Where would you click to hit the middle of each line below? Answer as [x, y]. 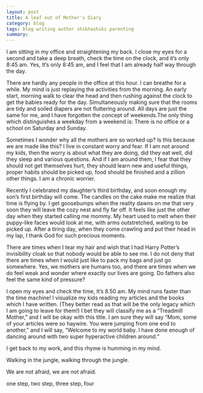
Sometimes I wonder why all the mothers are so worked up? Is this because [101, 140]
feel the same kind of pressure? [46, 279]
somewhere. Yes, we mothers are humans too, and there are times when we [101, 267]
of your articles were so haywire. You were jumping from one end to [91, 324]
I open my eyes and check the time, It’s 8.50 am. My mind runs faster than [98, 292]
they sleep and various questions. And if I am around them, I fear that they [99, 159]
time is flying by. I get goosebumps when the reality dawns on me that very [100, 203]
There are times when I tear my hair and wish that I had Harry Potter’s [93, 247]
